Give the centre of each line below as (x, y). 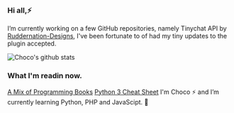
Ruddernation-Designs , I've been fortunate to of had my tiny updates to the (117, 36)
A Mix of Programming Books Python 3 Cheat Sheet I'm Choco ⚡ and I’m (113, 92)
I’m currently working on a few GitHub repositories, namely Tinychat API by (117, 28)
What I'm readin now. (45, 76)
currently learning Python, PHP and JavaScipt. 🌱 (78, 102)
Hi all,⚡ (19, 10)
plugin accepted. (32, 43)
